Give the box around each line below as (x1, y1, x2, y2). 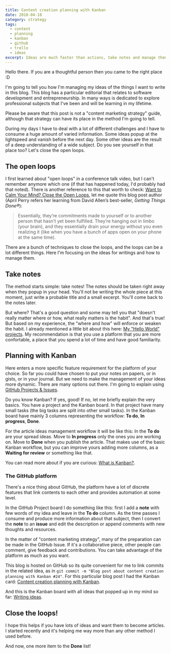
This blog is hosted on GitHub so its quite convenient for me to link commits (5, 562, 164, 569)
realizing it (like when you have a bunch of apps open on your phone (17, 229, 162, 235)
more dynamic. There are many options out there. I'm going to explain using (5, 381, 164, 387)
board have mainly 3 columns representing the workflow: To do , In (5, 413, 145, 419)
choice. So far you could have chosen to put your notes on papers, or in (5, 370, 156, 376)
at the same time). (17, 234, 56, 240)
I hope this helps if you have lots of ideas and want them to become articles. (5, 622, 165, 628)
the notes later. (5, 299, 37, 306)
